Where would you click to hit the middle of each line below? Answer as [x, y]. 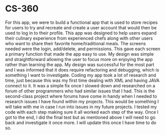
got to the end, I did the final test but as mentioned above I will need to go [80, 117]
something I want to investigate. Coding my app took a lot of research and [81, 75]
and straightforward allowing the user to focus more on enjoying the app [79, 59]
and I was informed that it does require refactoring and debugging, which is [82, 69]
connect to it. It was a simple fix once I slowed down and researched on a [80, 85]
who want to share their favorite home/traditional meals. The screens [76, 43]
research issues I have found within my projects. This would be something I [82, 101]
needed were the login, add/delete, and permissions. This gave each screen [83, 49]
